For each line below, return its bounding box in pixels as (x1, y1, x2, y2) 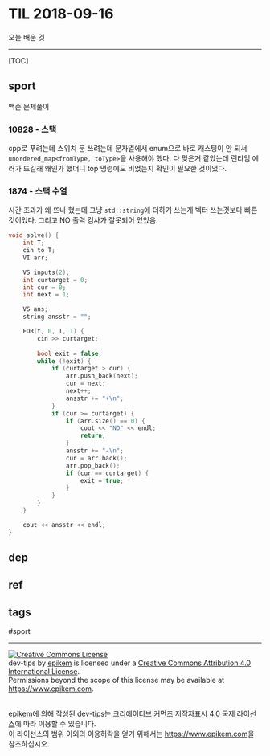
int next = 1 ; (22, 291, 70, 299)
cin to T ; (22, 247, 56, 255)
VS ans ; (22, 305, 48, 313)
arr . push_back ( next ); (65, 372, 138, 380)
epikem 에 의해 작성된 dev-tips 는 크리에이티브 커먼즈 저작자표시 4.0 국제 (8, 709, 235, 719)
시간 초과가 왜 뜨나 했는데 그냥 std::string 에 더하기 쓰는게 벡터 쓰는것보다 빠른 (8, 206, 258, 215)
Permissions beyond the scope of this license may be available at (8, 676, 225, 685)
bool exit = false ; (37, 349, 103, 358)
